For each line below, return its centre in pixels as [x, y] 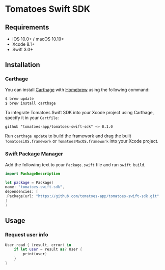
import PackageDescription [33, 174]
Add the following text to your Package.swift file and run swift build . [75, 165]
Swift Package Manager [34, 154]
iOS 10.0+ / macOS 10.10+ [38, 39]
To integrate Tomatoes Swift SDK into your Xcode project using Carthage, [80, 113]
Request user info [27, 235]
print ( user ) [35, 254]
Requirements [27, 27]
